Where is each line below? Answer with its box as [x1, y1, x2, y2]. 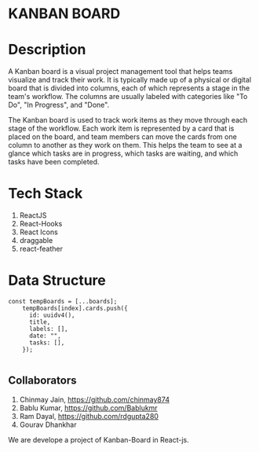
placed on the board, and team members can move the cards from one [8, 132, 237, 141]
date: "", [28, 332, 61, 340]
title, [28, 318, 51, 326]
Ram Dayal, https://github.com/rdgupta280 [19, 411, 159, 421]
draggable [19, 236, 53, 245]
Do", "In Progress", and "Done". [8, 100, 110, 110]
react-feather [19, 244, 63, 254]
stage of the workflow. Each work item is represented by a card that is [8, 123, 235, 134]
